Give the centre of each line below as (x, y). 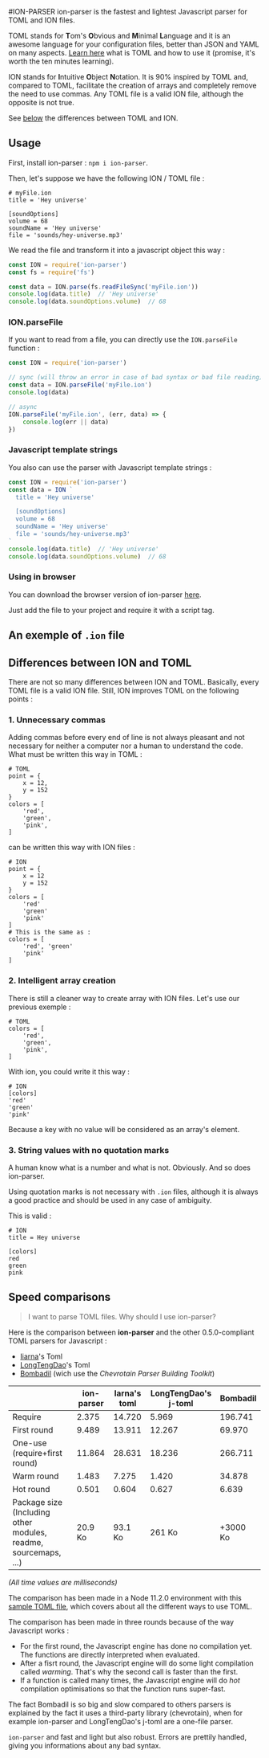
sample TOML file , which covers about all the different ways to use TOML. (130, 1606)
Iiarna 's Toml (41, 1356)
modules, (30, 1532)
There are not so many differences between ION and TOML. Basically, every (134, 682)
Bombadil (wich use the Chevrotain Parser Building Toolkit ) (117, 1373)
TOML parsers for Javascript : (58, 1340)
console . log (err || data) (66, 422)
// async (23, 407)
